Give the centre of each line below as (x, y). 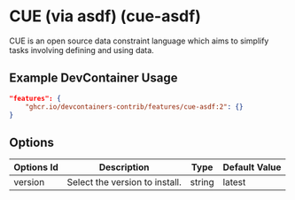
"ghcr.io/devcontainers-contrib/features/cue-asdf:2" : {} (134, 107)
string (202, 182)
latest (234, 182)
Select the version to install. (124, 182)
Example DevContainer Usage (93, 78)
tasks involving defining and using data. (82, 50)
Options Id (36, 167)
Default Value (252, 167)
